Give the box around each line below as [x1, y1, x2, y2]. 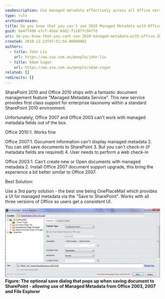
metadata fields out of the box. [5, 120, 67, 125]
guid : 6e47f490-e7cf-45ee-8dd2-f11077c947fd [5, 28, 98, 34]
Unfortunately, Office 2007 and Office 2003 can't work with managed [5, 114, 146, 120]
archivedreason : [5, 18, 38, 23]
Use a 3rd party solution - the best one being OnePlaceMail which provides [5, 188, 158, 194]
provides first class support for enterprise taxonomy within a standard [5, 100, 146, 106]
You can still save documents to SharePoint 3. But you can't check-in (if [5, 144, 150, 150]
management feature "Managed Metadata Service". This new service [5, 95, 145, 100]
